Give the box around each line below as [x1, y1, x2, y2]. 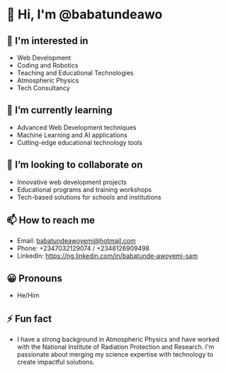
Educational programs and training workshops [16, 185, 152, 194]
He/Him [16, 291, 40, 300]
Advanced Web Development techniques [16, 123, 137, 131]
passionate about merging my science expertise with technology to [16, 350, 214, 359]
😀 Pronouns [6, 272, 63, 284]
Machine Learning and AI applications [16, 131, 128, 139]
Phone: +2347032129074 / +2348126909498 [16, 244, 150, 253]
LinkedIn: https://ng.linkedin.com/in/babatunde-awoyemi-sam [16, 252, 198, 260]
